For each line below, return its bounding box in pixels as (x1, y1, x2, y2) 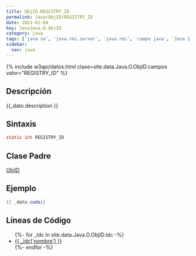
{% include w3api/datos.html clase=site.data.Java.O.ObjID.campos (6, 63, 168, 70)
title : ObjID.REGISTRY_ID (6, 8, 69, 15)
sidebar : (6, 42, 28, 48)
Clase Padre (6, 151, 51, 161)
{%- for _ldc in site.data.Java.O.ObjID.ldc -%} (14, 231, 124, 238)
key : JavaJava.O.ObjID (6, 25, 62, 31)
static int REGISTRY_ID (6, 135, 65, 141)
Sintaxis (6, 119, 37, 129)
